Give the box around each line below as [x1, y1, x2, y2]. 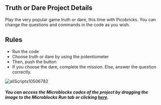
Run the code [12, 48, 39, 54]
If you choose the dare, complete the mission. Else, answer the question [12, 64, 157, 69]
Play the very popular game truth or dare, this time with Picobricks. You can [5, 16, 156, 22]
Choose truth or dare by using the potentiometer [12, 53, 109, 59]
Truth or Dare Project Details [5, 4, 93, 12]
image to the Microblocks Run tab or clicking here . [5, 94, 109, 100]
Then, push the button [12, 59, 57, 65]
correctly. [12, 69, 32, 75]
